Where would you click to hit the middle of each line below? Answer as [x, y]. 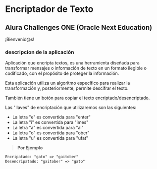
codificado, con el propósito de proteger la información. [62, 73]
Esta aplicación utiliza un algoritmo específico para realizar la [68, 83]
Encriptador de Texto [49, 9]
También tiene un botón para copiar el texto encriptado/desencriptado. [78, 98]
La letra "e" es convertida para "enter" [51, 117]
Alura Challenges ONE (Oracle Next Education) [79, 28]
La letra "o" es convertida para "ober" [51, 133]
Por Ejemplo [30, 148]
